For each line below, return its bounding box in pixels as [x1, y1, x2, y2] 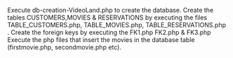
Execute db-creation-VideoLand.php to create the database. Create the [7, 6, 214, 14]
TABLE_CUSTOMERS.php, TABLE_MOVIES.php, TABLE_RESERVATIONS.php [7, 21, 227, 29]
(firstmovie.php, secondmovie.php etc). [7, 43, 121, 51]
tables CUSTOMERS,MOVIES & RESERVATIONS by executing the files [7, 13, 208, 22]
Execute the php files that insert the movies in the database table [7, 36, 195, 44]
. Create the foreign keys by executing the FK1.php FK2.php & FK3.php [7, 28, 212, 36]
